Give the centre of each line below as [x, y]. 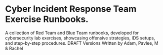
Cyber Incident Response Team [71, 9]
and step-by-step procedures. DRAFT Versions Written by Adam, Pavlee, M [82, 43]
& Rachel [14, 48]
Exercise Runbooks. [47, 19]
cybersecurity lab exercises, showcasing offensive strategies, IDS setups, [80, 38]
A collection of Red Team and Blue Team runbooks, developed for [72, 33]
